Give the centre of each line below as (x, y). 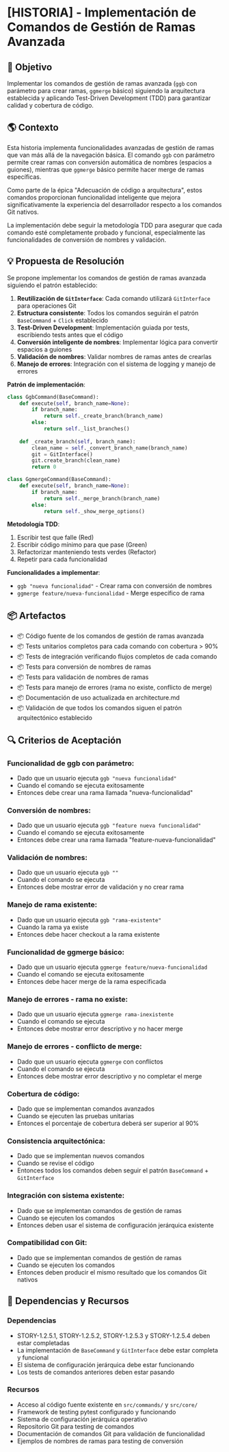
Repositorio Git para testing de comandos (76, 1426)
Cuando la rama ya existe (53, 927)
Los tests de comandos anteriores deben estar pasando (96, 1372)
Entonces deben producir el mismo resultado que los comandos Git (112, 1272)
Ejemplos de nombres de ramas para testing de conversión (100, 1441)
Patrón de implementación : (46, 384)
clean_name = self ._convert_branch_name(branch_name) (110, 448)
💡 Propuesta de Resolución (66, 261)
